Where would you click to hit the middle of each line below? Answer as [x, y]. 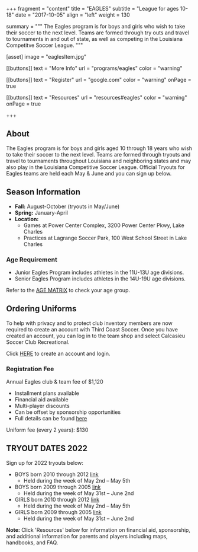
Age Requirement [32, 259]
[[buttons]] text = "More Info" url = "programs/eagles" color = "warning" [94, 68]
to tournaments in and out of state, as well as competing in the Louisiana [95, 39]
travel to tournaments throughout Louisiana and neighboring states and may [99, 161]
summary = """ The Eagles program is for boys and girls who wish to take [96, 26]
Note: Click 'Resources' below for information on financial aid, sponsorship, [98, 529]
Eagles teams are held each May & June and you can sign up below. [89, 173]
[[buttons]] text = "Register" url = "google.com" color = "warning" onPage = [99, 80]
